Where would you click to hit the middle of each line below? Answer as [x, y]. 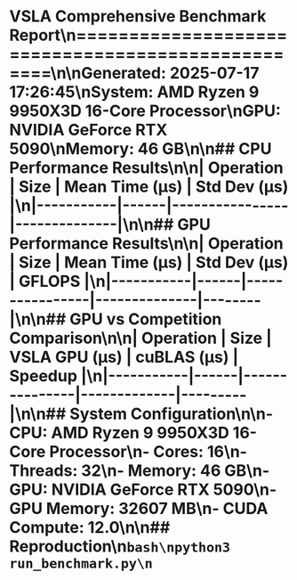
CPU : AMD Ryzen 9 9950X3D [119, 433]
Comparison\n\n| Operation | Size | [141, 338]
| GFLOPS [45, 282]
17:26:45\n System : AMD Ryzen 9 [134, 92]
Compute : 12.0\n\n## [90, 528]
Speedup [44, 376]
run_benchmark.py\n [81, 564]
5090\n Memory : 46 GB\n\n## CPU [140, 149]
